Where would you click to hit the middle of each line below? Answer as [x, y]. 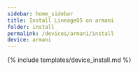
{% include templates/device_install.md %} [69, 60]
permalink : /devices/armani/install [61, 33]
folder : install [31, 27]
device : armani [29, 40]
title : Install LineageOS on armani [61, 20]
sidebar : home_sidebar [40, 14]
